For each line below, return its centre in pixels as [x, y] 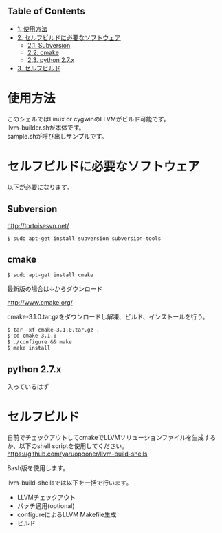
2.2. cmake [43, 52]
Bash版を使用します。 [38, 468]
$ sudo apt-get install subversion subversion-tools [84, 238]
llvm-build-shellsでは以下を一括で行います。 [70, 483]
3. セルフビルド [39, 68]
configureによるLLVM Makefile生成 [67, 515]
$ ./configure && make [40, 342]
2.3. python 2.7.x [51, 60]
